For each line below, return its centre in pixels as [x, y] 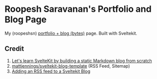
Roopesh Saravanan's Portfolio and [78, 9]
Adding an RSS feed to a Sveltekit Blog [51, 71]
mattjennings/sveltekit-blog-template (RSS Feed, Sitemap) [71, 66]
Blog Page [26, 20]
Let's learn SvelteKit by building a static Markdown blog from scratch [82, 61]
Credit [14, 49]
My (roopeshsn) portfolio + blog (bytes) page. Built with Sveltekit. [71, 33]
